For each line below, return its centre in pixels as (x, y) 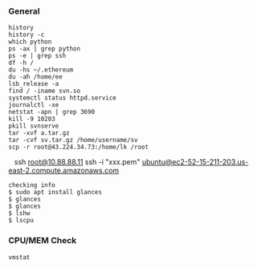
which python (30, 42)
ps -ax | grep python (45, 49)
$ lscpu (21, 221)
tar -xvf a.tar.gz (39, 133)
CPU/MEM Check (43, 241)
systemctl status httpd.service (62, 98)
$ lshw (19, 213)
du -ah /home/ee (35, 77)
